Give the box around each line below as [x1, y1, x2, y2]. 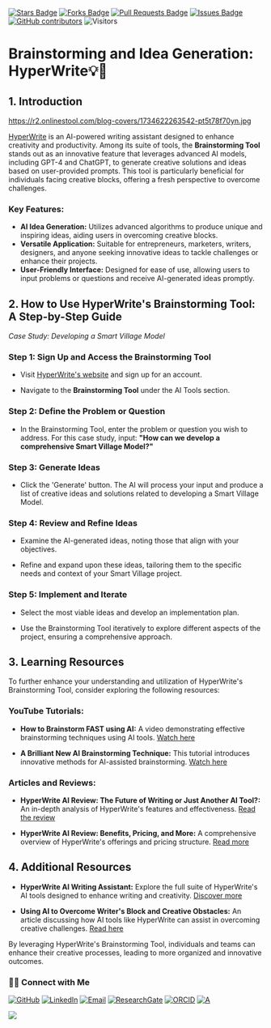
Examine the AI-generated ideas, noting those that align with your [19, 535, 239, 546]
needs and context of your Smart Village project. [19, 569, 182, 578]
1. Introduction [8, 94, 83, 109]
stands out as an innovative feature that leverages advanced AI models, [8, 149, 247, 158]
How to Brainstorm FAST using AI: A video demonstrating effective [19, 723, 245, 733]
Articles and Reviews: [8, 777, 96, 788]
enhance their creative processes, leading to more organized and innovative [8, 948, 262, 958]
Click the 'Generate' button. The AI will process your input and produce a [19, 480, 264, 489]
